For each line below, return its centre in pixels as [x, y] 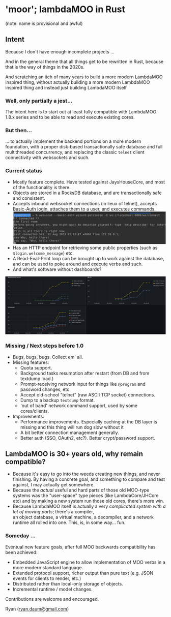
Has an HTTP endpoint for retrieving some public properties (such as [85, 248]
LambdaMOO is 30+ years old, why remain [74, 454]
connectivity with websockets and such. [48, 158]
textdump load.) [37, 378]
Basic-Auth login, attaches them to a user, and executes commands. [84, 209]
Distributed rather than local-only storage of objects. [68, 583]
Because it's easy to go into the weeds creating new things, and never [86, 474]
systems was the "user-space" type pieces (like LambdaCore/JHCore [85, 496]
